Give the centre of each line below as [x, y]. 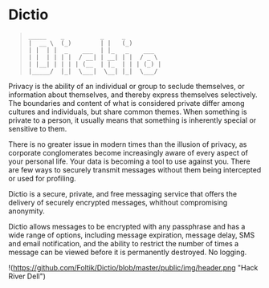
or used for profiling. [42, 178]
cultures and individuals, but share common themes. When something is [128, 112]
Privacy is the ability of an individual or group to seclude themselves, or [126, 86]
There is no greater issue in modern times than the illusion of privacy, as [128, 144]
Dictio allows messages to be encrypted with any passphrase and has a [127, 226]
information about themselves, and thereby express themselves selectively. [133, 95]
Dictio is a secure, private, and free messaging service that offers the [123, 193]
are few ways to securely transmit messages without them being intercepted [135, 169]
